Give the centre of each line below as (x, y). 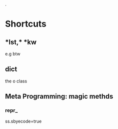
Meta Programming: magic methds (59, 96)
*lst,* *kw (21, 42)
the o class (16, 81)
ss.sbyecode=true (23, 121)
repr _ (12, 110)
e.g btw (13, 54)
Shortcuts (26, 24)
